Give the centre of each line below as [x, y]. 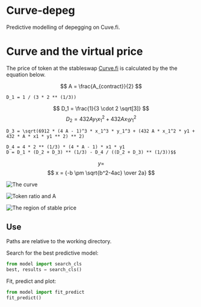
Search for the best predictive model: [52, 253]
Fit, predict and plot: [31, 281]
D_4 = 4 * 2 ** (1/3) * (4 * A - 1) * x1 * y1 [66, 147]
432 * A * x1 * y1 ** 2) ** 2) [45, 137]
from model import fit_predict [45, 292]
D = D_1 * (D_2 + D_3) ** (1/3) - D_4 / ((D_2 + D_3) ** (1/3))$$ [91, 152]
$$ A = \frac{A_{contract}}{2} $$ [101, 86]
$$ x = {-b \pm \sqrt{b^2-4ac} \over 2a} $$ [101, 173]
